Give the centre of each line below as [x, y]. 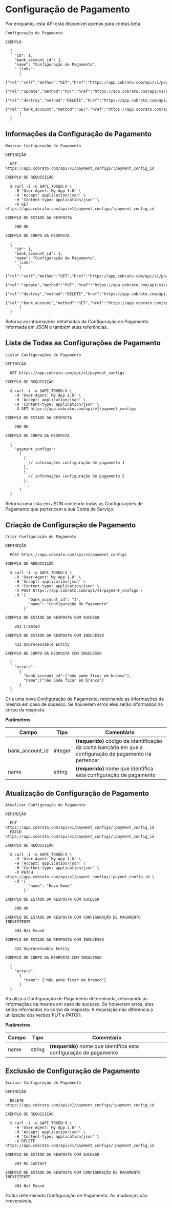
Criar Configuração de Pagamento [41, 537]
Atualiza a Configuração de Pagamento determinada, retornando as [77, 999]
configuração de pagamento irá [114, 754]
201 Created [27, 627]
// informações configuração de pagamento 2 [76, 476]
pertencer [88, 760]
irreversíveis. [19, 1201]
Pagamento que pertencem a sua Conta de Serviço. [60, 509]
